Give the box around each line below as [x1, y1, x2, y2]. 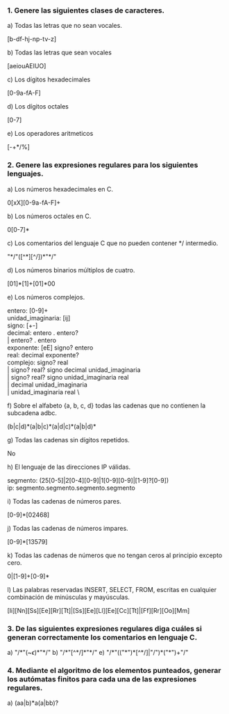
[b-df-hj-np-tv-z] [7, 35, 57, 43]
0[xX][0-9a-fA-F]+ [7, 198, 61, 207]
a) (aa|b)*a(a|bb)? [7, 699, 59, 707]
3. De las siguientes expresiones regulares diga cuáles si [7, 623, 203, 633]
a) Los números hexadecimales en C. [7, 185, 113, 193]
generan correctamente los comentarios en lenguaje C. [7, 632, 198, 642]
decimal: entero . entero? [7, 328, 78, 336]
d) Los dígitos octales [7, 102, 69, 111]
